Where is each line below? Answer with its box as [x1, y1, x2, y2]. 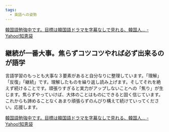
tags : [5, 7, 17, 13]
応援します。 [14, 104, 40, 110]
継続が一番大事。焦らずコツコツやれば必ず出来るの [5, 49, 164, 57]
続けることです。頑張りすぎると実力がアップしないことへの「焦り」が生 [14, 85, 164, 91]
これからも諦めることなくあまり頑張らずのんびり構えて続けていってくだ [5, 98, 155, 104]
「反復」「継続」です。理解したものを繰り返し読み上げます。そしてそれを [5, 79, 157, 85]
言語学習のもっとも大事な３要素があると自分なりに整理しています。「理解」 [5, 73, 162, 79]
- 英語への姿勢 [10, 12, 37, 17]
